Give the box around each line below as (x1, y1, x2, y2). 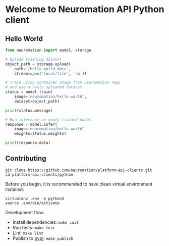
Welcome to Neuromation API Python (5, 4, 164, 15)
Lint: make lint (12, 230, 44, 236)
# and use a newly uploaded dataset (5, 85, 82, 90)
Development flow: (5, 209, 44, 215)
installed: (5, 186, 24, 192)
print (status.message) (5, 108, 53, 113)
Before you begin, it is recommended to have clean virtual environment (5, 181, 153, 187)
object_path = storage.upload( (5, 62, 71, 67)
